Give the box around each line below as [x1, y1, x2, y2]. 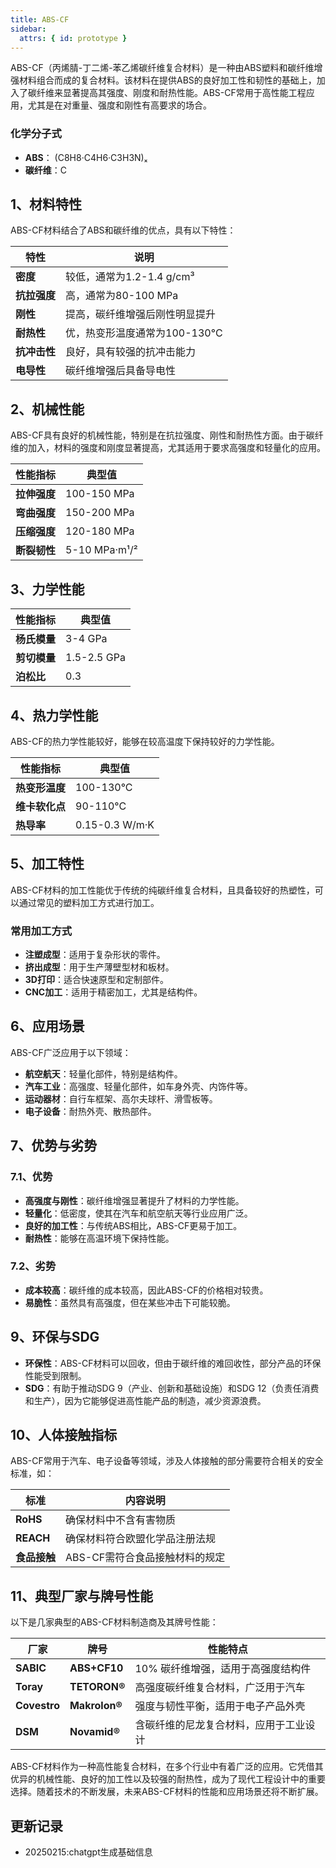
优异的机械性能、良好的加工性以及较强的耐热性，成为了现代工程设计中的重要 [10, 1773, 326, 1785]
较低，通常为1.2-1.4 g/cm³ [65, 270, 195, 284]
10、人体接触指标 [10, 1427, 118, 1444]
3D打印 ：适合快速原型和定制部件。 [24, 974, 169, 986]
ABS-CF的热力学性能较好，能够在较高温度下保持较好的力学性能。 [10, 735, 280, 747]
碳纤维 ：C [24, 164, 68, 176]
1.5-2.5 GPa [65, 651, 126, 665]
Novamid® [69, 1725, 121, 1739]
